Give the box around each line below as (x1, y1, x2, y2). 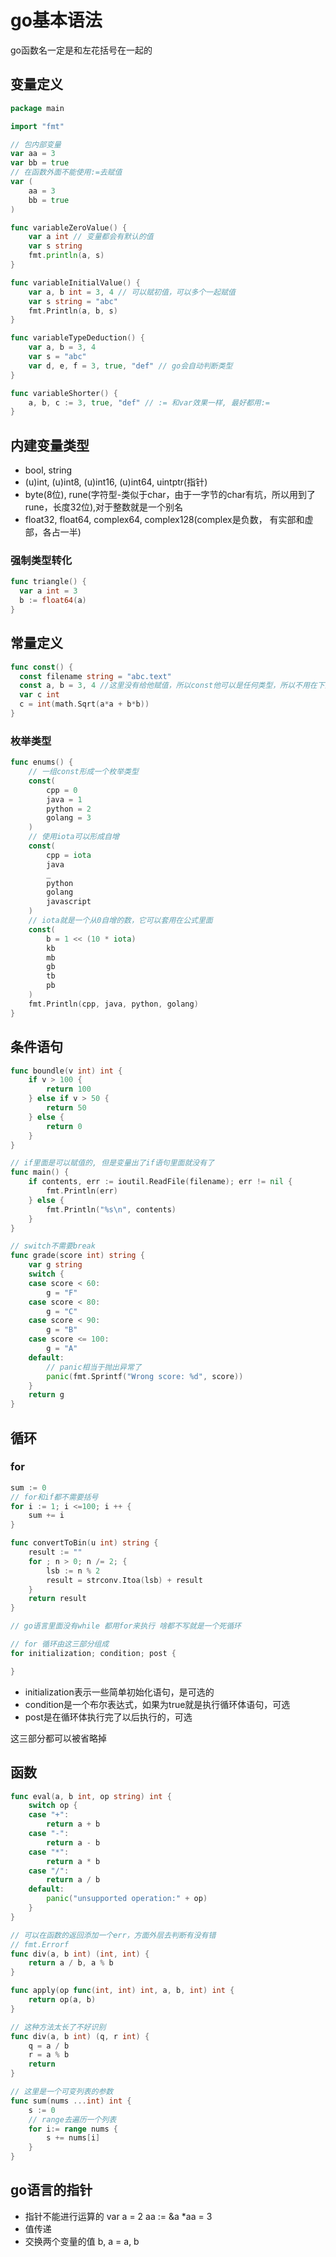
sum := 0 (10, 1482, 47, 1493)
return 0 (46, 1121, 83, 1131)
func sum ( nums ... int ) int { (10, 2096, 132, 2106)
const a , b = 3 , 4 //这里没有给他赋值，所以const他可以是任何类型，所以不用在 (19, 681, 318, 691)
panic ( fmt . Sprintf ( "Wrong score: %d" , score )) (46, 1371, 244, 1381)
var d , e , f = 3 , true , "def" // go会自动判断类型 (28, 361, 233, 371)
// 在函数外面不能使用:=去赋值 (10, 167, 123, 178)
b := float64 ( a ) (19, 596, 87, 606)
